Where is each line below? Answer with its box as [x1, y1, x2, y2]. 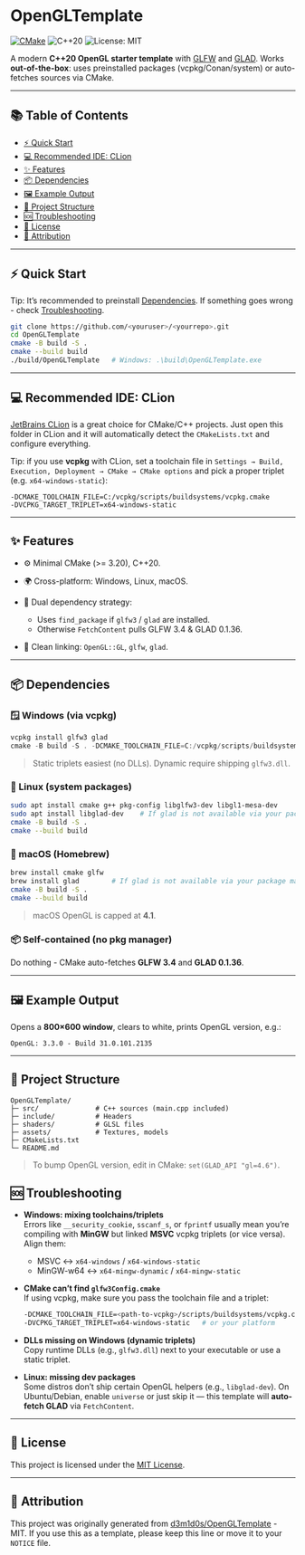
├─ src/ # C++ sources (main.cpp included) [10, 1103, 230, 1113]
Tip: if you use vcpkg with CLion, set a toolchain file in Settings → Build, [10, 455, 284, 466]
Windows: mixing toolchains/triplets [23, 1209, 164, 1220]
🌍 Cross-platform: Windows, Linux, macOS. [23, 576, 188, 587]
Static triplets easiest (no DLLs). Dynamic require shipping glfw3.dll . [32, 758, 291, 768]
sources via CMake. [40, 72, 115, 82]
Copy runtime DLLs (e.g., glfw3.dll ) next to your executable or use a [23, 1345, 281, 1356]
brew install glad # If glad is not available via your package [10, 876, 286, 885]
